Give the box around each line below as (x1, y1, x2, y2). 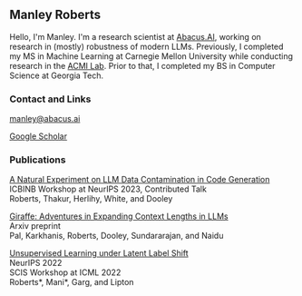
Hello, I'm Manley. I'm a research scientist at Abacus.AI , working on (9, 31, 261, 42)
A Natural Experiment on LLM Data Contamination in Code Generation (9, 174, 270, 185)
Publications (9, 153, 66, 166)
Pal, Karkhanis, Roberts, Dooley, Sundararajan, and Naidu (9, 231, 224, 242)
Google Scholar (9, 131, 68, 142)
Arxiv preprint (9, 221, 61, 232)
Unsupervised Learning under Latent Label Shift (9, 248, 189, 259)
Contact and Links (9, 93, 92, 105)
